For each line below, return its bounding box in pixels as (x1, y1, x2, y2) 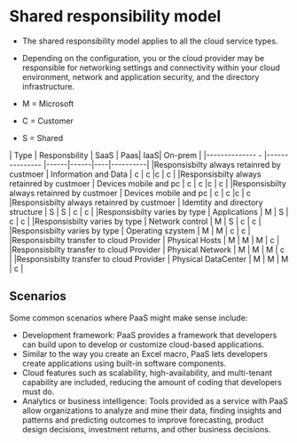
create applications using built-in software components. (21, 358, 227, 368)
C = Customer (21, 115, 74, 126)
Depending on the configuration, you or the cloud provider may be (21, 52, 264, 63)
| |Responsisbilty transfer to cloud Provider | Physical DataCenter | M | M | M (9, 253, 289, 264)
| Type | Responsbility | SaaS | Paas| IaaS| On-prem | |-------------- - (9, 149, 262, 161)
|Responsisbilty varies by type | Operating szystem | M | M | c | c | (9, 225, 251, 236)
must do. (21, 386, 55, 397)
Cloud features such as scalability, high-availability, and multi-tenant (21, 367, 272, 378)
